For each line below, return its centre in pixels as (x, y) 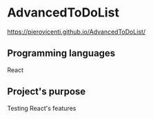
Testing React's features (42, 108)
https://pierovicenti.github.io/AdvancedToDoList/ (76, 32)
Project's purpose (47, 92)
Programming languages (61, 53)
